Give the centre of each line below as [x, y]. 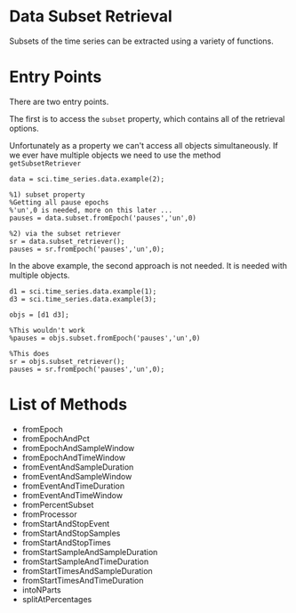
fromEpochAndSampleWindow [78, 448]
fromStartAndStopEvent [66, 523]
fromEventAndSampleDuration [78, 467]
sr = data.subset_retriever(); [67, 241]
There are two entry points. [59, 101]
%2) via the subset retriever [65, 233]
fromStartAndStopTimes [66, 542]
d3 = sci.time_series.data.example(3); [83, 299]
